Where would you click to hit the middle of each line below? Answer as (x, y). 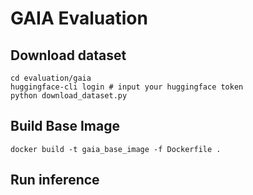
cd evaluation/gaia (51, 78)
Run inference (55, 180)
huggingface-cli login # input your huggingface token (127, 87)
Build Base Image (65, 126)
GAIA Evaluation (79, 18)
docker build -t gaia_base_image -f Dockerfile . (116, 149)
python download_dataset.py (69, 96)
